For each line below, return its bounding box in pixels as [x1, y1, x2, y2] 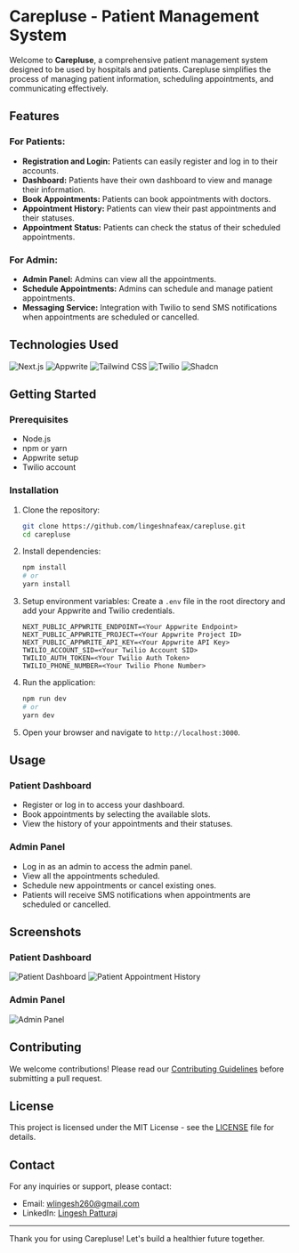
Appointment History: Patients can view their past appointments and [21, 203, 277, 214]
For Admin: [9, 254, 58, 266]
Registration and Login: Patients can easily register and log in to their [21, 156, 279, 166]
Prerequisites [9, 414, 69, 426]
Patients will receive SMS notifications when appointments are [21, 889, 251, 900]
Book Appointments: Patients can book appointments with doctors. [21, 193, 271, 204]
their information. [21, 184, 86, 195]
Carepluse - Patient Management [9, 6, 260, 27]
